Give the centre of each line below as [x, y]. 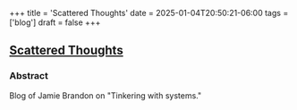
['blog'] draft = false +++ [55, 22]
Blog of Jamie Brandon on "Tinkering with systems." [106, 95]
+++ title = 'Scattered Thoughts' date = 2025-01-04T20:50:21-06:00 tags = [149, 13]
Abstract [29, 76]
